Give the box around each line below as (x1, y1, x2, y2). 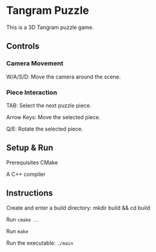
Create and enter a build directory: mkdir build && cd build (6, 204, 151, 212)
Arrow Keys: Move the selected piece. (6, 113, 101, 121)
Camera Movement (6, 59, 64, 68)
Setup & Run (6, 143, 54, 153)
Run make (6, 227, 29, 234)
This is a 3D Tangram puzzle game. (6, 24, 95, 31)
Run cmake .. (6, 216, 39, 223)
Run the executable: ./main (6, 239, 73, 247)
